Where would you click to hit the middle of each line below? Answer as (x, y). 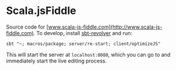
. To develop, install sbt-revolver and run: (83, 33)
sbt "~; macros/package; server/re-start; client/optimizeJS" (83, 44)
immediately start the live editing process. (56, 61)
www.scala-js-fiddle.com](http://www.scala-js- (105, 27)
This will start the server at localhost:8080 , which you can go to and (88, 54)
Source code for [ (27, 27)
